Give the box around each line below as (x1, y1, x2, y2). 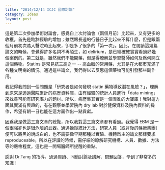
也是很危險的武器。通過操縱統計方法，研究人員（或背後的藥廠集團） (22, 125, 160, 131)
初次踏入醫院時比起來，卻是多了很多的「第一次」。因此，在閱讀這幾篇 (18, 43, 158, 49)
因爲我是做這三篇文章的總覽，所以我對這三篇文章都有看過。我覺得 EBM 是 (5, 119, 155, 125)
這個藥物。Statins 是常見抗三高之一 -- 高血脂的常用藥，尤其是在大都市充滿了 (5, 61, 160, 67)
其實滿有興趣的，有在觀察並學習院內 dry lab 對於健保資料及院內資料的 (9, 102, 151, 108)
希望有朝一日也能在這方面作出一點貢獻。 (13, 109, 96, 114)
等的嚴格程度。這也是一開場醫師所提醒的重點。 (5, 143, 100, 149)
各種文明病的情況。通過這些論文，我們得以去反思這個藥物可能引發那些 (5, 67, 147, 73)
